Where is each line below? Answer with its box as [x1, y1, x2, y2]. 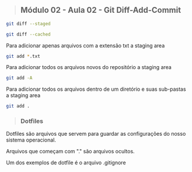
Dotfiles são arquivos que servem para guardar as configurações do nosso [6, 130, 186, 137]
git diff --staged [6, 20, 51, 26]
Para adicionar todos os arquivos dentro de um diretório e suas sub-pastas [6, 85, 186, 93]
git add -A [6, 75, 33, 81]
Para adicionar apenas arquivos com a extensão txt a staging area [6, 42, 165, 49]
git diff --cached [6, 31, 51, 37]
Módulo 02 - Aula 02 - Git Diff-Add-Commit [20, 5, 181, 15]
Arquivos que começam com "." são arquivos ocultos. [6, 148, 135, 155]
